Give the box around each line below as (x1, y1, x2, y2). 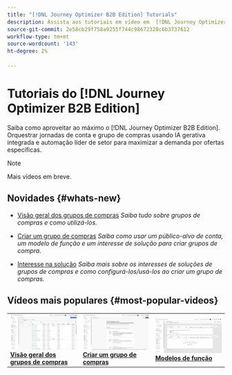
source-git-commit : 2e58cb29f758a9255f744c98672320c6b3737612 (7, 26, 190, 33)
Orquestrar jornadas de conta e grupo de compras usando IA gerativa (7, 130, 206, 139)
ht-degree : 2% (7, 48, 48, 55)
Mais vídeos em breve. (7, 172, 72, 180)
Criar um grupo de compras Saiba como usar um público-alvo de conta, (17, 232, 224, 240)
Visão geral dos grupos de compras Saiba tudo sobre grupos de (17, 211, 201, 219)
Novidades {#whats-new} (7, 193, 122, 204)
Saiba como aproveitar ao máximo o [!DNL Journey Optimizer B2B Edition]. (7, 123, 220, 132)
